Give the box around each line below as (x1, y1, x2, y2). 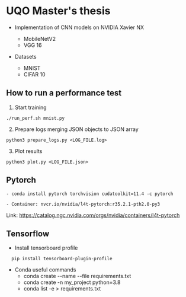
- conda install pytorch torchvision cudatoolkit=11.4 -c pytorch (6, 191, 174, 197)
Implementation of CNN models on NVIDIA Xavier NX (14, 24, 144, 31)
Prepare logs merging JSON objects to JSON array (14, 126, 139, 133)
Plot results (14, 147, 43, 155)
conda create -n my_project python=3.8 (23, 279, 121, 286)
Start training (14, 104, 47, 111)
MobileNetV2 (23, 35, 56, 42)
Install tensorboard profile (14, 244, 78, 251)
